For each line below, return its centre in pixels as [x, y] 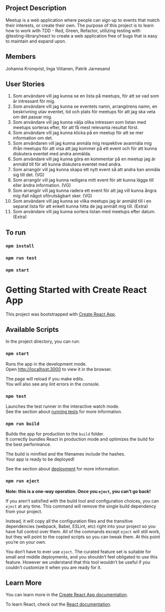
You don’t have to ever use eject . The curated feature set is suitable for [78, 552]
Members [21, 57]
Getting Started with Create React [76, 290]
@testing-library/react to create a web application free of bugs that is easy [82, 36]
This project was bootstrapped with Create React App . [61, 314]
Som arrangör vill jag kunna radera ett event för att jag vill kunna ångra [85, 190]
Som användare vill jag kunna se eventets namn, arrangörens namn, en [85, 106]
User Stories [25, 84]
